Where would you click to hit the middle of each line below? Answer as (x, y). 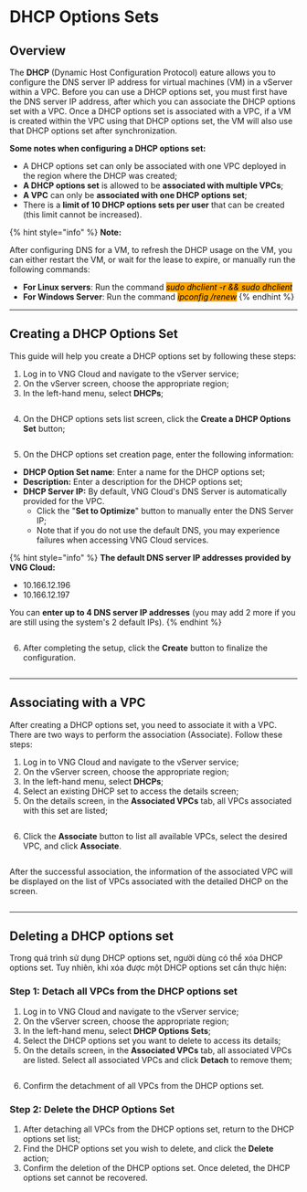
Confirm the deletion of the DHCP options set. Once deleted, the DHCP (156, 1168)
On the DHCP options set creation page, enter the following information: (158, 454)
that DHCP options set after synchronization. (94, 131)
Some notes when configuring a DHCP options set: (108, 148)
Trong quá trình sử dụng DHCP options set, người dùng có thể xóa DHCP (146, 958)
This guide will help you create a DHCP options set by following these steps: (153, 356)
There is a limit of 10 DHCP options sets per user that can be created (153, 205)
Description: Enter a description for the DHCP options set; (133, 481)
